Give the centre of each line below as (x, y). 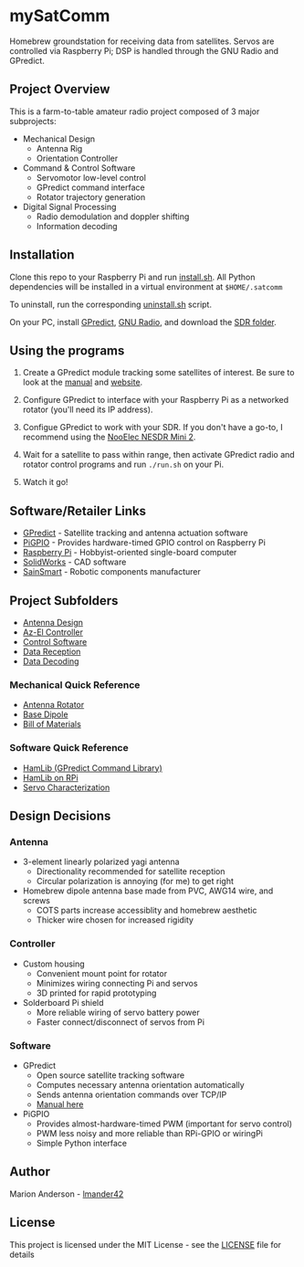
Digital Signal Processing (69, 206)
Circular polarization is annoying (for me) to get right (135, 882)
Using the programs (67, 350)
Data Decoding (51, 661)
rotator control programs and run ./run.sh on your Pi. (123, 465)
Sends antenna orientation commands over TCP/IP (131, 1094)
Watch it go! (45, 482)
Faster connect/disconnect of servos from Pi (121, 1022)
